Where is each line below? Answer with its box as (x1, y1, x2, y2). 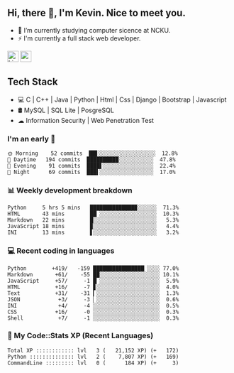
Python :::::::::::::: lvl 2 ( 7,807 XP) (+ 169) (7, 353, 179, 360)
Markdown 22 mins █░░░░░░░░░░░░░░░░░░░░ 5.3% (7, 217, 179, 224)
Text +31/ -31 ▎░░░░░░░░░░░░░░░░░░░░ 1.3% (7, 289, 179, 297)
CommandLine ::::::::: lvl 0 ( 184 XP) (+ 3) (7, 360, 179, 367)
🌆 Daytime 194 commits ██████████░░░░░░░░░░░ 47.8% (7, 156, 176, 163)
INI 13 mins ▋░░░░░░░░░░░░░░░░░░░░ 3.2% (7, 229, 179, 237)
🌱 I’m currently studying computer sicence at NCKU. (17, 26, 171, 34)
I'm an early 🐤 (7, 134, 55, 144)
